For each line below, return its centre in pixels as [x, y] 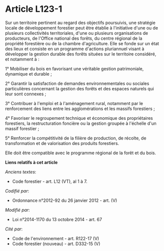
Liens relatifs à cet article [31, 162]
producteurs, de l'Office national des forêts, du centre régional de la [74, 38]
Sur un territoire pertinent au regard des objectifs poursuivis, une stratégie [80, 23]
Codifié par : [17, 191]
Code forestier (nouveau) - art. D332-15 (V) [56, 244]
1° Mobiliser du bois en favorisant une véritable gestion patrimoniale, [74, 69]
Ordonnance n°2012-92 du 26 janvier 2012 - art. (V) [65, 200]
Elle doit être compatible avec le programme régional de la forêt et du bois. [81, 153]
